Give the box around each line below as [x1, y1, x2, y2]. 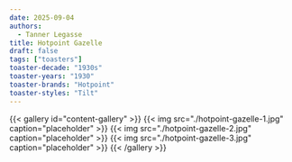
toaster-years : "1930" [9, 72, 95, 81]
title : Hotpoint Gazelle [9, 38, 103, 48]
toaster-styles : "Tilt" [9, 88, 99, 97]
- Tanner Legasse [17, 30, 83, 39]
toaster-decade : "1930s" [9, 64, 103, 73]
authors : [9, 22, 42, 31]
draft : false [9, 47, 59, 56]
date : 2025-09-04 [9, 13, 75, 22]
